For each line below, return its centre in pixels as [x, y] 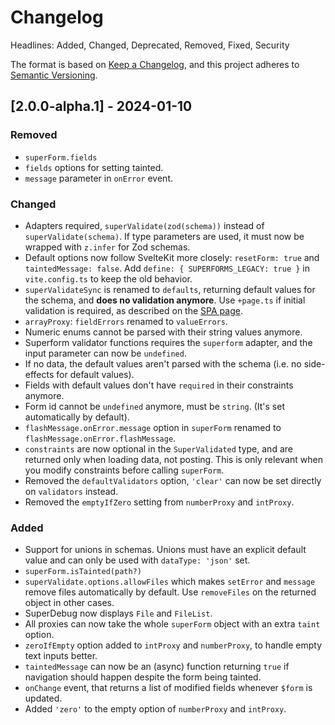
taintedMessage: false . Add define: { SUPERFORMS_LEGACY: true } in [167, 268]
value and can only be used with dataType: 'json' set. [137, 560]
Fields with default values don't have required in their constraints [159, 385]
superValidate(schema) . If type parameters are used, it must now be [164, 236]
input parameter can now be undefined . [105, 353]
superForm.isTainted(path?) [83, 572]
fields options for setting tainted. [94, 167]
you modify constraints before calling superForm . [124, 470]
